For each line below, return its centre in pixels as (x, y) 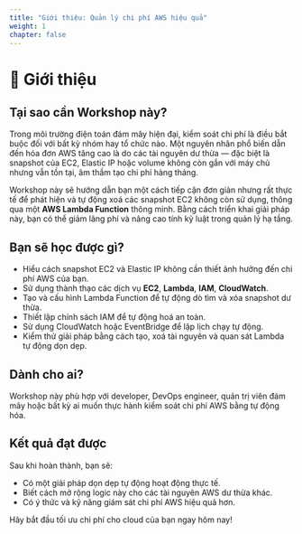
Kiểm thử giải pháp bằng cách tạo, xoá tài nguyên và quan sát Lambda (153, 336)
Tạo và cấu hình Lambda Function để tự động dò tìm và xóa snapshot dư (156, 298)
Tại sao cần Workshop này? (88, 112)
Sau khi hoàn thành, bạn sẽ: (61, 465)
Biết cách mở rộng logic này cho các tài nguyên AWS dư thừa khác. (147, 492)
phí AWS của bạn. (55, 279)
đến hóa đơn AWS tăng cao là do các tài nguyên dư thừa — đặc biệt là (140, 154)
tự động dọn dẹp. (55, 346)
